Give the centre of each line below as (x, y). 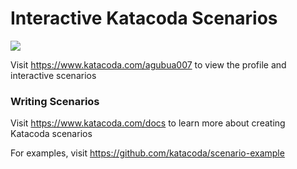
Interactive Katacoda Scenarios (144, 18)
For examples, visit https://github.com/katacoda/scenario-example (147, 153)
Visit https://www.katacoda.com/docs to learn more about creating (148, 123)
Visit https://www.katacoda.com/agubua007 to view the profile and (148, 64)
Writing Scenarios (55, 101)
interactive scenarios (53, 75)
